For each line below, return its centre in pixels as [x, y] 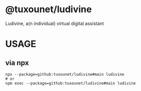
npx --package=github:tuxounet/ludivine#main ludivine [65, 74]
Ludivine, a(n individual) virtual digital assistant [55, 23]
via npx [17, 63]
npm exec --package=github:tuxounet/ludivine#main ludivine [71, 83]
